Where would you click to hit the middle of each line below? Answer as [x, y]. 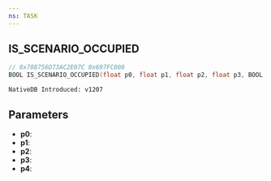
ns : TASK [23, 16]
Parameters [39, 114]
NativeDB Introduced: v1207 [56, 90]
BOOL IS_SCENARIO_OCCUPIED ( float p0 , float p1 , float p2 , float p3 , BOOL [136, 75]
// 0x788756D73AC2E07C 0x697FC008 [67, 67]
